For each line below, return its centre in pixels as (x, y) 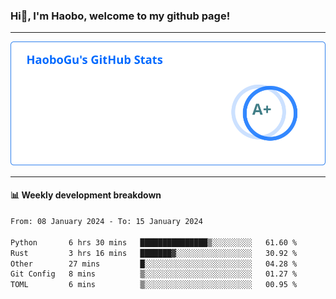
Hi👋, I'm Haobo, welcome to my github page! (120, 16)
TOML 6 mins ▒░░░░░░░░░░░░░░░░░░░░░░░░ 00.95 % (154, 285)
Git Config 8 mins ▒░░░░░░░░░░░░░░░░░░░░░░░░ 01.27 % (154, 274)
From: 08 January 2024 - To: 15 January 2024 (106, 222)
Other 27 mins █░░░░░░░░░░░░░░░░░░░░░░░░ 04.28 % (154, 264)
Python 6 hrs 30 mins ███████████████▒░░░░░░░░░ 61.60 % (154, 242)
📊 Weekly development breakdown (86, 195)
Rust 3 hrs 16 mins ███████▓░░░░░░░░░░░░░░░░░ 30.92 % (154, 253)
